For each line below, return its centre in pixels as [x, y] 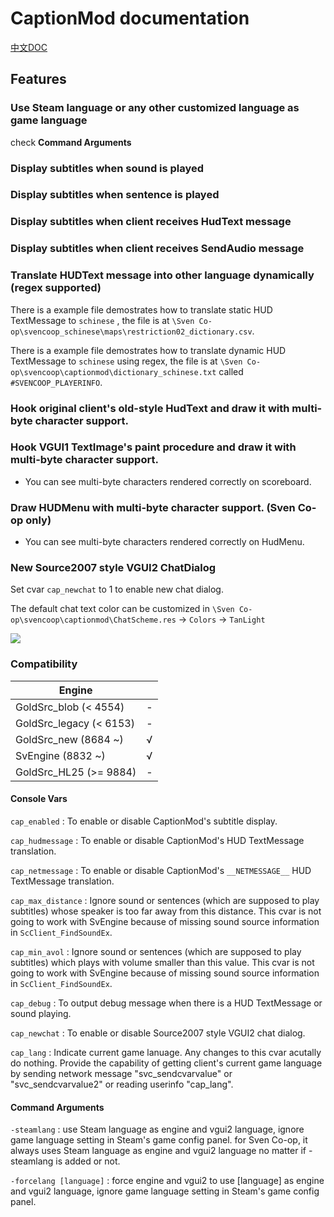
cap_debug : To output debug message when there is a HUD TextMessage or [166, 1003]
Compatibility [44, 664]
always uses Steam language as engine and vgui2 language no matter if [158, 1151]
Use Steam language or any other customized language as [155, 108]
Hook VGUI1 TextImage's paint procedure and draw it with [153, 447]
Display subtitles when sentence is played [115, 195]
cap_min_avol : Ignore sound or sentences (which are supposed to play [156, 951]
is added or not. [88, 1161]
